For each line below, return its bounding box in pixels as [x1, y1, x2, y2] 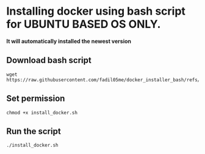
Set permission [6, 94, 65, 104]
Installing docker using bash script [6, 4, 186, 18]
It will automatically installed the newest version [6, 37, 131, 45]
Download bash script [6, 55, 92, 65]
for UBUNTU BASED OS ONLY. [6, 17, 161, 31]
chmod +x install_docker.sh [6, 109, 78, 116]
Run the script [6, 126, 61, 136]
